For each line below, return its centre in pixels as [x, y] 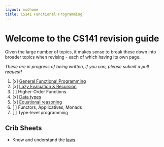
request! [14, 72]
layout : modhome [22, 10]
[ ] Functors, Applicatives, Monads [47, 107]
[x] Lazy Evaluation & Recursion [45, 87]
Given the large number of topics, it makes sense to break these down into [81, 52]
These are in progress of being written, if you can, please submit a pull [77, 67]
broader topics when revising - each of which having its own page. [73, 57]
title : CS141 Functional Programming [44, 14]
